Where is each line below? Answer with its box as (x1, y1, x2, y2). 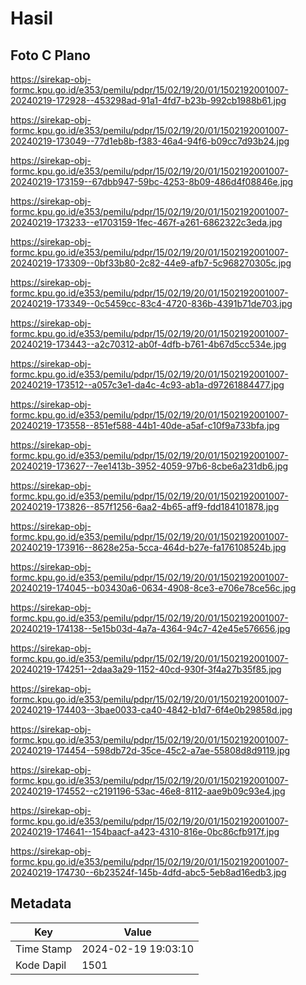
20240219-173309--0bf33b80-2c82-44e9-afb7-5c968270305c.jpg (10, 257, 292, 269)
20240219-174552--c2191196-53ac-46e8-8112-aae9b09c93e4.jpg (10, 785, 286, 797)
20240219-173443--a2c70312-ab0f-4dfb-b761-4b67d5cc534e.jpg (10, 338, 287, 350)
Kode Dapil (15, 958, 67, 972)
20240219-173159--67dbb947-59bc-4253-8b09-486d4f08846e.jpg (10, 176, 294, 187)
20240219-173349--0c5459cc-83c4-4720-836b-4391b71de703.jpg (10, 298, 293, 309)
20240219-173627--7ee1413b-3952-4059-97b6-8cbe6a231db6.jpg (10, 460, 289, 472)
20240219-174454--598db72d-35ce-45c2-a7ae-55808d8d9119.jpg (10, 745, 291, 756)
